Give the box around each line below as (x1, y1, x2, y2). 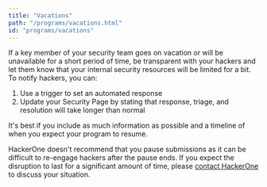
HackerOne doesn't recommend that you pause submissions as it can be (8, 144, 246, 155)
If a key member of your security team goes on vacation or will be (8, 48, 224, 58)
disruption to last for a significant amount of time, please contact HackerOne (8, 162, 259, 171)
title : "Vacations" (8, 11, 73, 20)
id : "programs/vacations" (8, 26, 94, 34)
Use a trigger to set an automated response (19, 89, 163, 98)
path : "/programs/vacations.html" (8, 19, 123, 27)
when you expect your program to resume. (8, 129, 149, 139)
